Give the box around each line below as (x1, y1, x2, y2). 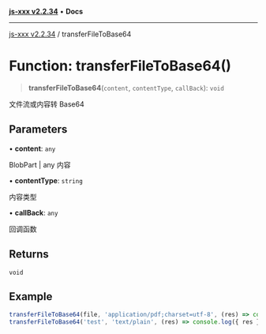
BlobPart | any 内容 (9, 159, 71, 169)
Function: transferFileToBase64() (9, 57, 232, 75)
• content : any (9, 144, 56, 153)
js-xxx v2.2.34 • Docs (9, 7, 84, 16)
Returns (9, 248, 50, 261)
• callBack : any (9, 208, 58, 217)
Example (9, 290, 53, 303)
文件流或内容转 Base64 (9, 99, 85, 109)
